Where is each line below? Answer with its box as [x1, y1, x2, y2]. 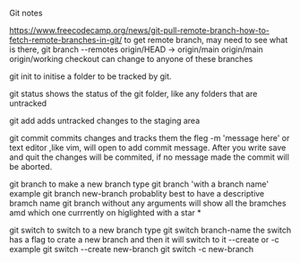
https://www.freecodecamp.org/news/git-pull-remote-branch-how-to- [9, 25, 270, 35]
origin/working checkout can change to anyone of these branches [9, 54, 253, 64]
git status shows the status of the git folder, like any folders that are [9, 89, 258, 99]
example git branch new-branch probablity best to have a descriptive [9, 188, 265, 198]
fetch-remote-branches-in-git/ [9, 35, 123, 45]
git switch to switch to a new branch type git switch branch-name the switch [9, 224, 292, 235]
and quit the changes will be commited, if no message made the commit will [9, 152, 289, 162]
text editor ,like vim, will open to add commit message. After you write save [9, 143, 287, 153]
